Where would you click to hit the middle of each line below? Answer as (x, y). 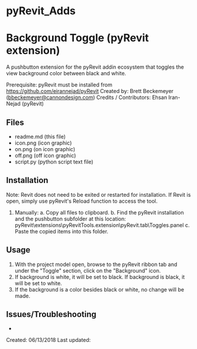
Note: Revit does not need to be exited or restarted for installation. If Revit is (98, 194)
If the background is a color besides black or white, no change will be (99, 289)
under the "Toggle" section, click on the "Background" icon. (88, 270)
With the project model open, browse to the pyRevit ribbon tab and (96, 264)
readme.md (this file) (40, 136)
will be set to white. (38, 283)
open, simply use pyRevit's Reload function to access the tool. (82, 201)
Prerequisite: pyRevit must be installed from (59, 85)
